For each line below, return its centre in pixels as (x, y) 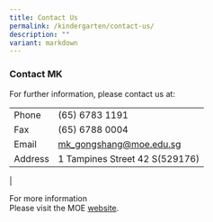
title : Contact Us (44, 18)
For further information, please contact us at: (92, 93)
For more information (49, 198)
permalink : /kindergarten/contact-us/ (82, 26)
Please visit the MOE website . (64, 208)
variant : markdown (44, 43)
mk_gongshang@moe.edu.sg (120, 144)
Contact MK (36, 75)
